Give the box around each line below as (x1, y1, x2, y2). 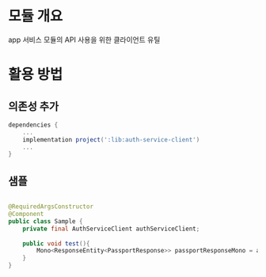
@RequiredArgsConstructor (8, 203, 93, 211)
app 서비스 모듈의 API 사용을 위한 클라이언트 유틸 (8, 35, 161, 44)
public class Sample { (8, 217, 83, 226)
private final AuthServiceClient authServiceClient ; (22, 225, 200, 233)
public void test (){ (22, 239, 90, 248)
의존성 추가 (8, 100, 59, 113)
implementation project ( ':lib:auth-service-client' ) (22, 135, 200, 143)
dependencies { (8, 120, 59, 129)
